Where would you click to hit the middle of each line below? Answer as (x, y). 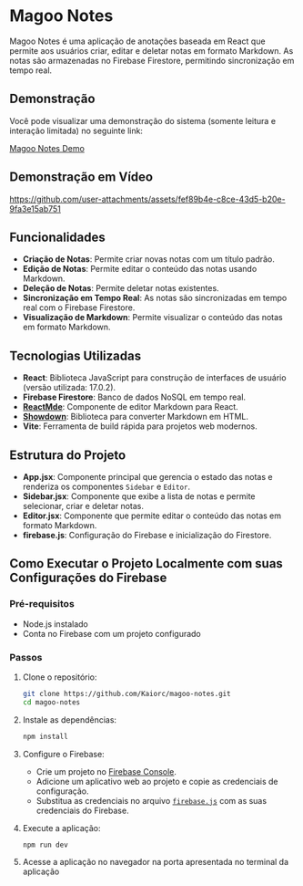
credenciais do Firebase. (82, 810)
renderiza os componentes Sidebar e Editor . (106, 486)
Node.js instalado (56, 624)
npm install (45, 736)
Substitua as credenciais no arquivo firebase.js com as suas (151, 800)
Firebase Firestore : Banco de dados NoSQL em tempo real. (134, 397)
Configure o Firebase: (63, 754)
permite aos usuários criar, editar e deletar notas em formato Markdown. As (151, 50)
